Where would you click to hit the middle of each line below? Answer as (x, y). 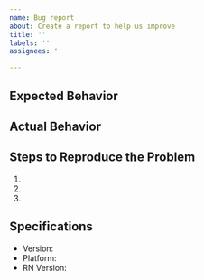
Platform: (39, 257)
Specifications (51, 227)
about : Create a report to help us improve (93, 26)
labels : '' (30, 43)
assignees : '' (36, 51)
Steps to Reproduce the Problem (102, 158)
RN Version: (45, 267)
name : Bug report (42, 18)
